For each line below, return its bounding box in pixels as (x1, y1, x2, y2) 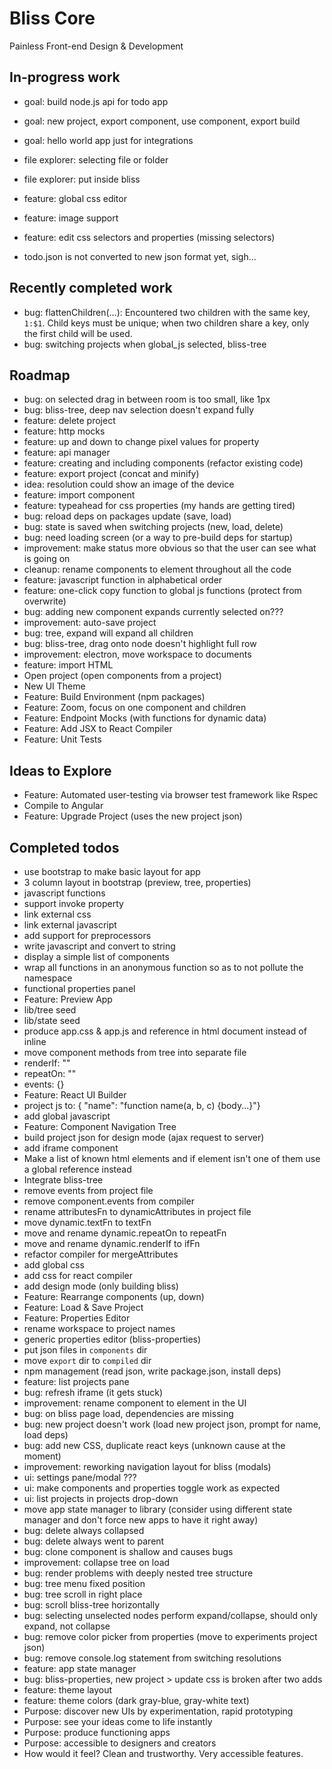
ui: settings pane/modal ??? (23, 1472, 137, 1483)
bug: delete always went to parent (23, 1535, 165, 1547)
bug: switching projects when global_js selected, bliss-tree (23, 338, 267, 350)
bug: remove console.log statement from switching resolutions (23, 1652, 282, 1664)
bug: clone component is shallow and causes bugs (23, 1546, 234, 1557)
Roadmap (9, 367, 71, 384)
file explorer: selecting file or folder (23, 153, 169, 166)
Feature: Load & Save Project (23, 1302, 144, 1313)
